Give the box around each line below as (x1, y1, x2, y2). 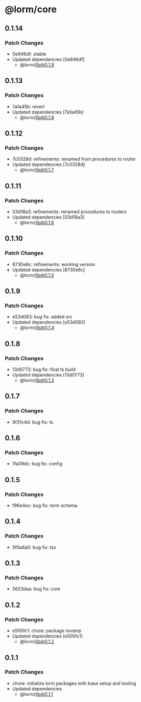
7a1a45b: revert (12, 103, 45, 109)
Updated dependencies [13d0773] (12, 372, 85, 378)
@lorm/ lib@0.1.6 (19, 219, 54, 225)
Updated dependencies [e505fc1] (12, 633, 83, 639)
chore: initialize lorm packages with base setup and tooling (12, 680, 136, 686)
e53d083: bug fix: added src (12, 314, 73, 320)
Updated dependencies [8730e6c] (12, 267, 85, 273)
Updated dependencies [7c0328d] (12, 161, 85, 168)
